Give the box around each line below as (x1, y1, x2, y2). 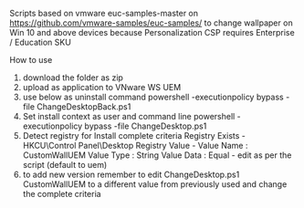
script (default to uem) (22, 160, 108, 170)
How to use (9, 55, 53, 65)
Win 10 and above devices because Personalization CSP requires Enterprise (9, 27, 295, 37)
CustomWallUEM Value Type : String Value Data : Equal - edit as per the (22, 150, 292, 161)
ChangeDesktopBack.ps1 (36, 101, 131, 112)
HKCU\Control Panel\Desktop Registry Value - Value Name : (22, 140, 248, 151)
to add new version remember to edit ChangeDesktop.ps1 (22, 169, 240, 180)
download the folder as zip (22, 72, 123, 83)
